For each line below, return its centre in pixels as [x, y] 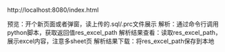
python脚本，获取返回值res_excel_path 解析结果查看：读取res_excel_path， [114, 32]
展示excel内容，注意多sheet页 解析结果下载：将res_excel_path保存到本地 [111, 41]
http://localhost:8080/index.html [53, 10]
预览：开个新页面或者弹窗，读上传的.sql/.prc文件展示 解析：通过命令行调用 [113, 24]
